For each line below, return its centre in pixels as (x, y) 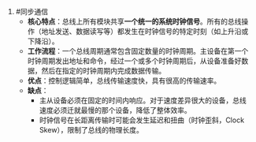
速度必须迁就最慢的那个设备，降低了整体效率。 (115, 110)
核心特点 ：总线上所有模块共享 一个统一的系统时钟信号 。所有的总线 (134, 21)
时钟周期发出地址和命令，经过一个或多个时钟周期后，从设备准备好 (134, 61)
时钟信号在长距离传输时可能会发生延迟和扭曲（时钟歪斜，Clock (142, 120)
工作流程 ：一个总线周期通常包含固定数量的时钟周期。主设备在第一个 (138, 51)
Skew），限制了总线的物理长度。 (91, 130)
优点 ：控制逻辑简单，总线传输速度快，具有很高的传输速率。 (124, 80)
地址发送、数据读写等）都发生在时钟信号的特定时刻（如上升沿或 (145, 31)
